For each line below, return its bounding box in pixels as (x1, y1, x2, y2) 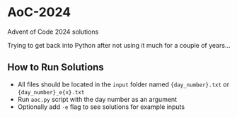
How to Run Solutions (7, 61, 104, 74)
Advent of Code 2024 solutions (7, 27, 99, 36)
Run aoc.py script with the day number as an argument (17, 95, 178, 103)
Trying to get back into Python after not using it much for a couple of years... (7, 41, 231, 49)
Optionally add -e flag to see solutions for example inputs (17, 103, 185, 111)
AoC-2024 (7, 4, 71, 20)
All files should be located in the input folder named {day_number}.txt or (17, 80, 230, 88)
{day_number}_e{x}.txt (17, 88, 85, 96)
